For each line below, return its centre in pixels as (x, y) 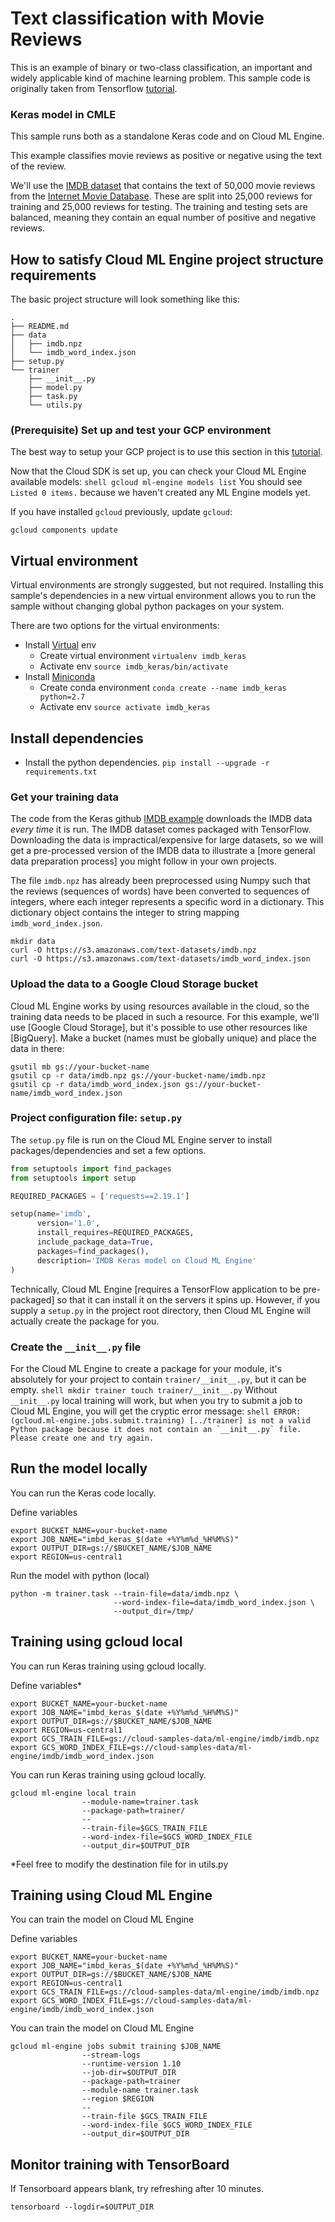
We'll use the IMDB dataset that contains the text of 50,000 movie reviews (163, 186)
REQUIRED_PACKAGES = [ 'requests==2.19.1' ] (100, 1196)
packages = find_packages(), (93, 1251)
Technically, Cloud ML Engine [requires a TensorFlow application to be (156, 1289)
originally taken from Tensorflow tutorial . (94, 88)
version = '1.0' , (68, 1223)
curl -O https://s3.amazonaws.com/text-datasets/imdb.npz (133, 950)
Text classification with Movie (137, 18)
